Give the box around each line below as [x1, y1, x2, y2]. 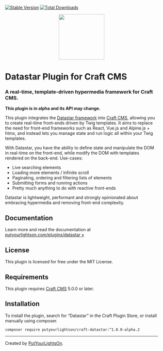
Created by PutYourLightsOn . [5, 340, 64, 346]
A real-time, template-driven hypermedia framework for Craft [5, 89, 153, 96]
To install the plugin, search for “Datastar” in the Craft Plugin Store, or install [5, 313, 157, 319]
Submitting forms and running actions [12, 180, 88, 186]
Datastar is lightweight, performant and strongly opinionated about [5, 194, 138, 201]
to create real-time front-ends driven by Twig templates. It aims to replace [5, 120, 153, 126]
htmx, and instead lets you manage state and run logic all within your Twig [5, 130, 153, 136]
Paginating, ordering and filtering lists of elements [12, 175, 112, 181]
